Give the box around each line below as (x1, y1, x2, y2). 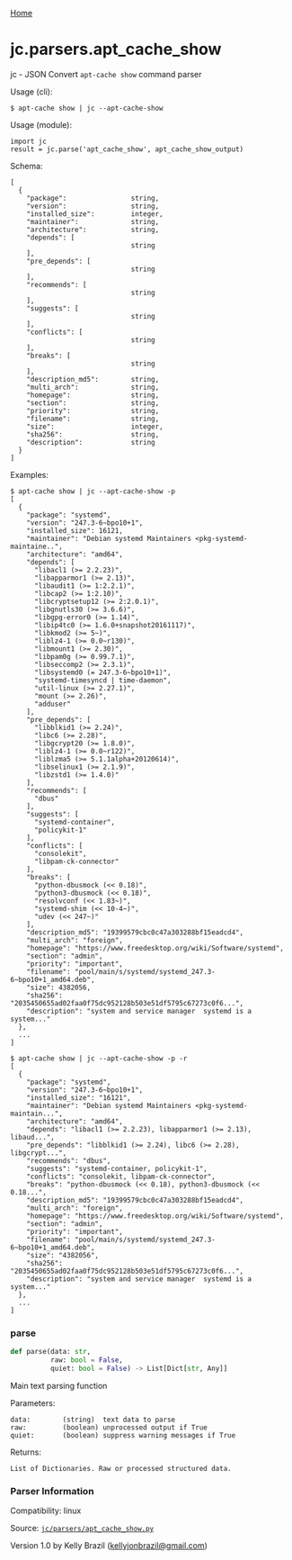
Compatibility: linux (10, 1505, 82, 1516)
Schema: (10, 160, 43, 171)
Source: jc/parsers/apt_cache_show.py (10, 1523, 155, 1534)
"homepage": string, (26, 391, 160, 400)
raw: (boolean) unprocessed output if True (10, 1422, 208, 1432)
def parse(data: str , (10, 1348, 92, 1357)
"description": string (26, 437, 155, 446)
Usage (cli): (10, 86, 53, 97)
